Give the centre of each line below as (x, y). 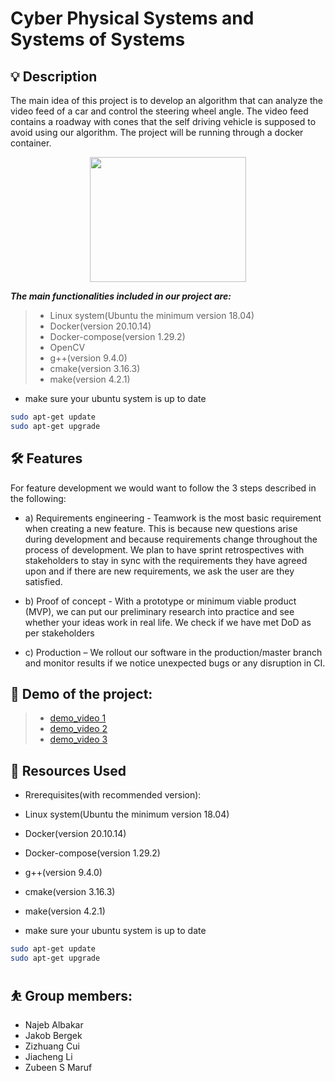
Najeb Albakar (54, 1024)
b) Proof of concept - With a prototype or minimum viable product (160, 601)
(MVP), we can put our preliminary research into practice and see (159, 611)
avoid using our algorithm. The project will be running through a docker (157, 132)
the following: (38, 498)
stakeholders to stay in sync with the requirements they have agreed (166, 560)
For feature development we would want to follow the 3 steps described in (163, 488)
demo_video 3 (78, 739)
